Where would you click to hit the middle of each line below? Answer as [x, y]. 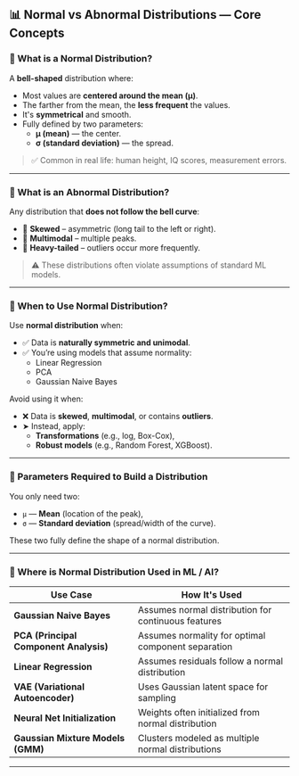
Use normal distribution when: [66, 326]
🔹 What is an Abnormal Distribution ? [89, 192]
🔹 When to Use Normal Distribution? [89, 306]
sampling [157, 698]
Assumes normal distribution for [205, 609]
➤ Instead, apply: [54, 426]
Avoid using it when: [46, 399]
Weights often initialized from [198, 712]
